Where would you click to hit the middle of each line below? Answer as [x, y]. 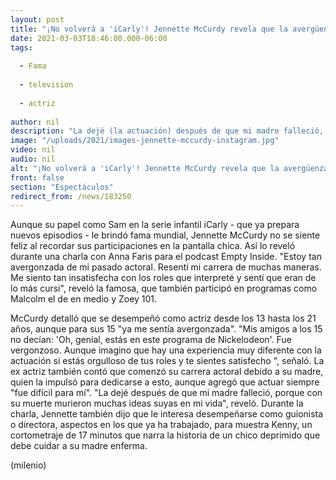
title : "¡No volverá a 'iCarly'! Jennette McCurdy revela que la [149, 29]
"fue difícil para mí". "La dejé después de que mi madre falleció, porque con [166, 393]
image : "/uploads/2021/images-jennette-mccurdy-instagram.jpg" [145, 141]
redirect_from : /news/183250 [71, 196]
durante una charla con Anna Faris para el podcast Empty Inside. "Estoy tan [166, 257]
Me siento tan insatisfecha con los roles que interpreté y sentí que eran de [163, 278]
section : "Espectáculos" [62, 187]
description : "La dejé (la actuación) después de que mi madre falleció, [167, 131]
